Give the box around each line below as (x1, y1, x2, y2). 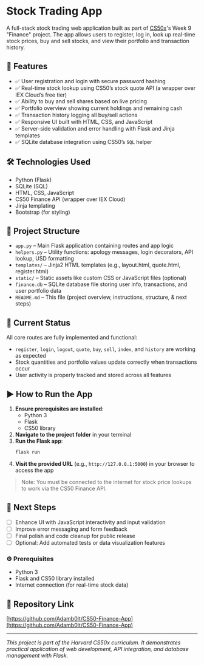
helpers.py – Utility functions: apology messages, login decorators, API (15, 248, 194, 256)
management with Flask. (6, 652, 69, 660)
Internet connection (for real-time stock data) (15, 581, 129, 588)
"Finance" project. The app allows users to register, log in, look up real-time (6, 30, 195, 38)
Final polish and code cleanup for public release (15, 532, 135, 539)
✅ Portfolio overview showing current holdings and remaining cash (15, 104, 183, 112)
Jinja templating (15, 202, 56, 209)
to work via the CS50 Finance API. (21, 485, 107, 492)
